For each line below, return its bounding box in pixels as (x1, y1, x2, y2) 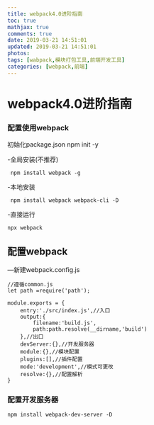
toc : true (7, 17, 37, 24)
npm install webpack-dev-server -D (7, 412, 113, 419)
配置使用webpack (7, 123, 70, 132)
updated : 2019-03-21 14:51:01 (7, 43, 97, 50)
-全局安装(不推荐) (7, 155, 59, 164)
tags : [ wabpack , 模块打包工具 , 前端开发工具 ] (7, 57, 126, 64)
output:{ (20, 313, 46, 320)
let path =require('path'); (7, 287, 91, 294)
